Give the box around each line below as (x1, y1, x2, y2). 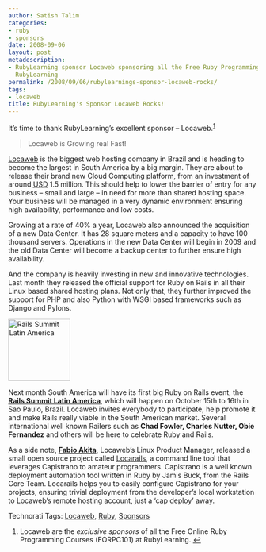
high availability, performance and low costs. (8, 204, 154, 214)
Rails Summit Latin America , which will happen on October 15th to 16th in (8, 396, 249, 405)
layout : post (8, 48, 51, 56)
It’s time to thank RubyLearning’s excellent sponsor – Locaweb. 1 (8, 122, 216, 133)
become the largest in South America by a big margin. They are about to (8, 162, 244, 172)
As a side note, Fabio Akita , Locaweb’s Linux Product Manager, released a (8, 445, 251, 454)
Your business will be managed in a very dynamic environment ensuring (8, 196, 243, 206)
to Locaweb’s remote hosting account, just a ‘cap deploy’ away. (8, 496, 215, 505)
